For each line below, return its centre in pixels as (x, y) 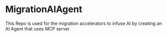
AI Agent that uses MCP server (38, 28)
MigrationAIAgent (44, 9)
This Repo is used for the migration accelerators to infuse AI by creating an (84, 23)
